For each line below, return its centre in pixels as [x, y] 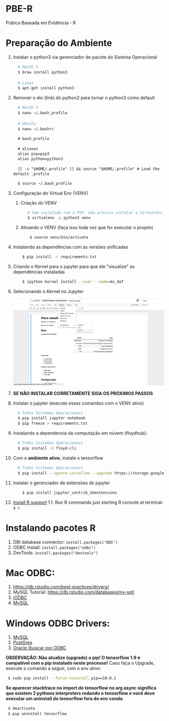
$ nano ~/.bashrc [36, 129]
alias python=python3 [40, 159]
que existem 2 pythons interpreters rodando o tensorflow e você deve [80, 693]
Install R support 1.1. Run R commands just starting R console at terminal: [88, 502]
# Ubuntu [27, 123]
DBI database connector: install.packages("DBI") [65, 542]
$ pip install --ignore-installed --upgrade [65, 473]
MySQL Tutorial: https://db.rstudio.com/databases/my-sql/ [74, 592]
